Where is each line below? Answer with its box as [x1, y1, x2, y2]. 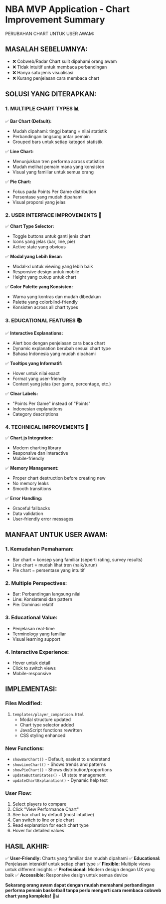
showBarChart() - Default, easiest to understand [12, 756, 111, 762]
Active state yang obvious [12, 243, 66, 250]
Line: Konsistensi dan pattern [12, 596, 72, 602]
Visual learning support [12, 636, 61, 642]
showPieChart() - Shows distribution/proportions [12, 766, 112, 772]
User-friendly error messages [12, 516, 74, 522]
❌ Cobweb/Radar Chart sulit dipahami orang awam [12, 58, 117, 64]
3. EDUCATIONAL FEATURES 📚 [5, 317, 82, 324]
